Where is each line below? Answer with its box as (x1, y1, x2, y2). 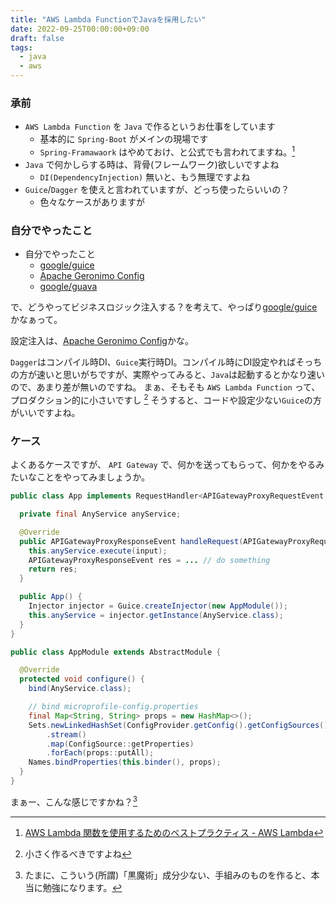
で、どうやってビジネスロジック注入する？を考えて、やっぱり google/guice (10, 301, 318, 313)
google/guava (39, 281, 98, 293)
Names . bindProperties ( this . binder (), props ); (28, 757, 222, 768)
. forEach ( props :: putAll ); (46, 748, 155, 758)
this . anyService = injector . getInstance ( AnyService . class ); (28, 610, 284, 620)
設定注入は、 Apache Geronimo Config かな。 (10, 335, 194, 347)
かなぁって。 (10, 314, 63, 326)
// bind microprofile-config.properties (28, 702, 199, 712)
